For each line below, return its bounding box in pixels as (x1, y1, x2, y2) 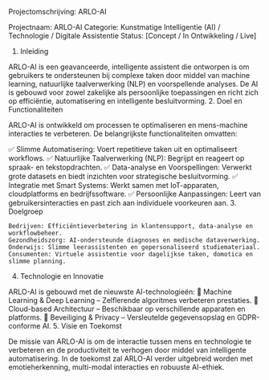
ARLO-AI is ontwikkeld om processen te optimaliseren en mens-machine (8, 121, 248, 129)
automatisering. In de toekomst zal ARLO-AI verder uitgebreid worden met (8, 353, 253, 363)
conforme (8, 321, 41, 330)
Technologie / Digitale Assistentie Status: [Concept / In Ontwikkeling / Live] (8, 31, 257, 40)
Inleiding (19, 47, 49, 55)
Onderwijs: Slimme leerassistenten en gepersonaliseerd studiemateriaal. (8, 243, 261, 251)
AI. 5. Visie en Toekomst (42, 321, 122, 330)
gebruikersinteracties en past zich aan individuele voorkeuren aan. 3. (8, 198, 237, 207)
